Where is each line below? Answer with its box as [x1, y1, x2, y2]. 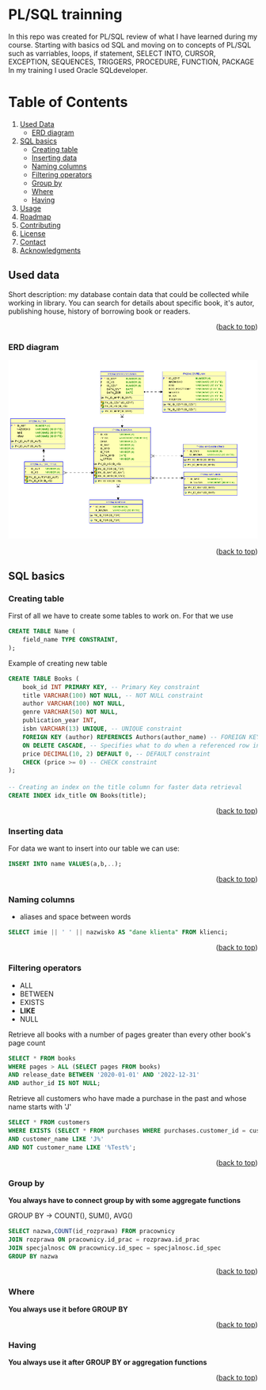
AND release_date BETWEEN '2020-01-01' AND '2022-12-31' [8, 1071, 200, 1079]
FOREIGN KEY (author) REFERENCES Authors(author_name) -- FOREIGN [22, 733, 246, 741]
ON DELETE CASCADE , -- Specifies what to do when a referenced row [22, 741, 249, 749]
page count [8, 1038, 46, 1047]
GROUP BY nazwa [8, 1252, 59, 1260]
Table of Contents [8, 93, 128, 112]
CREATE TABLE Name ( [8, 627, 77, 635]
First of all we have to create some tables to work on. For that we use [8, 611, 234, 621]
